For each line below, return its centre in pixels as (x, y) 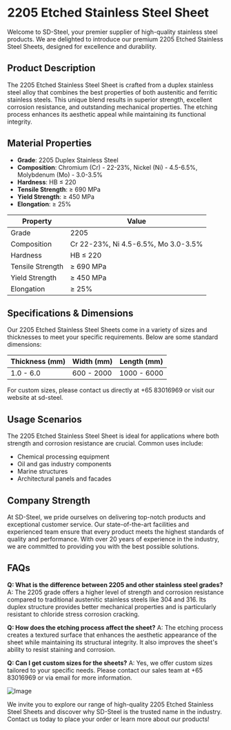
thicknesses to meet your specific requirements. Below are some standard (113, 337)
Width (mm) (92, 362)
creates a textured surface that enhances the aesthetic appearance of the (112, 635)
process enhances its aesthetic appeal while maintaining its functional (107, 114)
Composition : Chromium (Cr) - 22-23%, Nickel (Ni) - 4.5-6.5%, (107, 167)
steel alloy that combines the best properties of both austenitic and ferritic (112, 92)
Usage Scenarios (44, 419)
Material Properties (49, 143)
